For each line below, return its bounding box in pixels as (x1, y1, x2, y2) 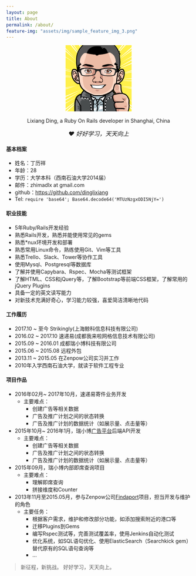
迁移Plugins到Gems (32, 523, 80, 530)
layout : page (6, 9, 38, 15)
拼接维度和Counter (32, 486, 78, 493)
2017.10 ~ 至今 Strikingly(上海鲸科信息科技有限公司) (14, 325, 138, 332)
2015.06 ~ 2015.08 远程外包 (14, 347, 82, 354)
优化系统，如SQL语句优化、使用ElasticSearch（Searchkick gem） (32, 538, 189, 545)
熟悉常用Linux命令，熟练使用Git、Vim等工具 (14, 246, 121, 253)
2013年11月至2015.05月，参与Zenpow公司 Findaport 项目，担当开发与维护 (14, 494, 191, 501)
